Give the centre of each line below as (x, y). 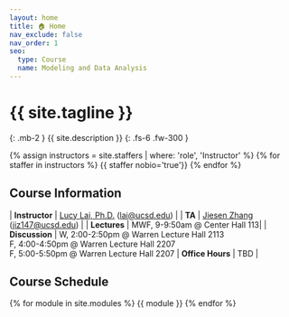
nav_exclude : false (46, 34)
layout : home (34, 18)
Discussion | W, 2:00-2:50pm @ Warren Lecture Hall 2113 (117, 234)
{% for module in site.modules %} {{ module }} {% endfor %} (123, 303)
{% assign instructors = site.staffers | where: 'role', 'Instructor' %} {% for (145, 155)
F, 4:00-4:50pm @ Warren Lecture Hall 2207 (93, 244)
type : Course (42, 60)
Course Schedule (59, 282)
